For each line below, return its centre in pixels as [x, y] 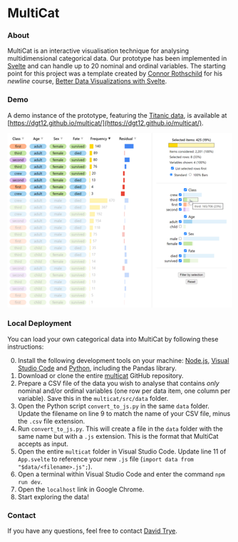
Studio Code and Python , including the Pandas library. [97, 368]
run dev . [30, 481]
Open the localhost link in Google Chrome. [81, 489]
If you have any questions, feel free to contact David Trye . [93, 531]
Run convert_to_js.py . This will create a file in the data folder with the [120, 429]
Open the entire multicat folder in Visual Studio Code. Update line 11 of [122, 451]
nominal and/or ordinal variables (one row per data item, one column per [124, 391]
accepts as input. [43, 444]
